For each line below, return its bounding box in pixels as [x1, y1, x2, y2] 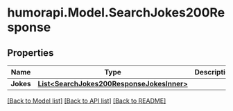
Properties [7, 47, 54, 59]
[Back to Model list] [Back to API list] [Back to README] [7, 97, 166, 105]
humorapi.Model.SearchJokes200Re [7, 5, 225, 21]
